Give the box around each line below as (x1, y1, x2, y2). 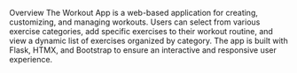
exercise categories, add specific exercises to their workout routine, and (9, 26, 273, 36)
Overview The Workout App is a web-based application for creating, (9, 8, 259, 18)
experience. (9, 55, 53, 64)
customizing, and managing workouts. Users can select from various (9, 17, 261, 27)
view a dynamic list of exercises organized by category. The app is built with (9, 35, 288, 46)
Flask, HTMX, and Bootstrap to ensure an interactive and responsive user (9, 45, 277, 55)
